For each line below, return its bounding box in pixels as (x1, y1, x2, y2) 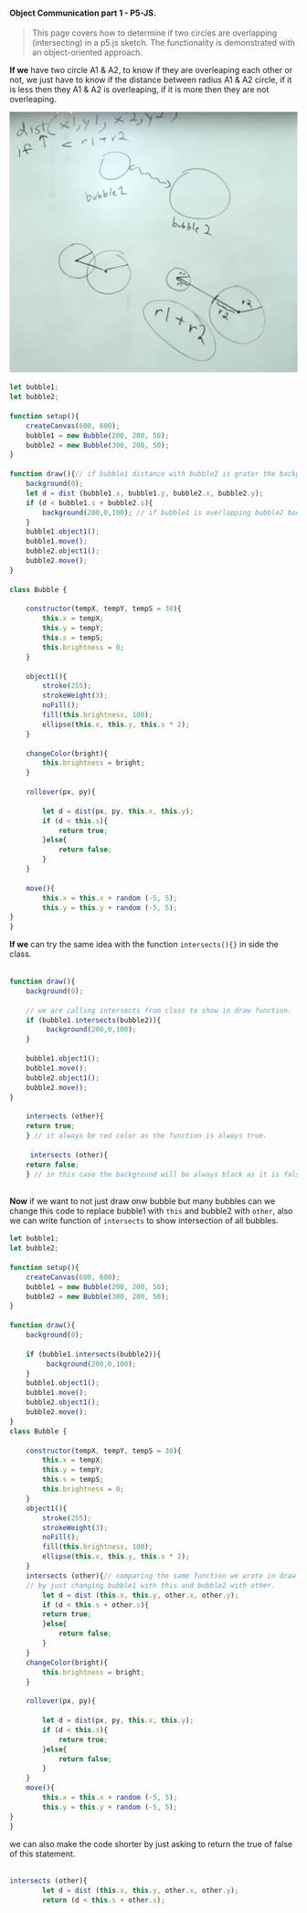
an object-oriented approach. (31, 47, 143, 58)
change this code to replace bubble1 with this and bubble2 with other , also (9, 1206, 293, 1217)
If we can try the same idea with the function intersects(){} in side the (9, 939, 279, 950)
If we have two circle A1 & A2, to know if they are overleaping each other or (9, 65, 293, 76)
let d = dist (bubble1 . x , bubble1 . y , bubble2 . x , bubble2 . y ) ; (26, 489, 264, 498)
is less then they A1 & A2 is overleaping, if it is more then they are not (9, 84, 270, 95)
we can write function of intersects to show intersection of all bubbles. (9, 1215, 279, 1226)
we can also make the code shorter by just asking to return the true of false (9, 1838, 293, 1849)
